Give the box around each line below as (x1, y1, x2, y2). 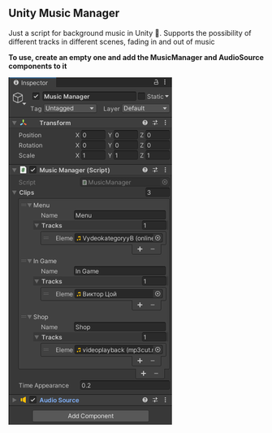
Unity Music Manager (8, 6, 120, 20)
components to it (8, 61, 67, 71)
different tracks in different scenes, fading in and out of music (8, 37, 215, 46)
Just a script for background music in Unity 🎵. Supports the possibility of (8, 28, 252, 37)
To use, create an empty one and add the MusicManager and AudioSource (8, 52, 264, 62)
